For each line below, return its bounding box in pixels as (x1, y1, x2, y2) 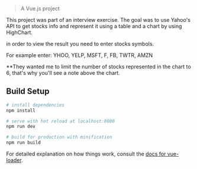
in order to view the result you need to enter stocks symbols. (6, 41, 154, 47)
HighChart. (6, 29, 33, 36)
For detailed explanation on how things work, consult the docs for (6, 150, 166, 158)
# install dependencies (6, 102, 65, 108)
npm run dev (6, 124, 35, 130)
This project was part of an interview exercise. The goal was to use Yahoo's (6, 16, 191, 23)
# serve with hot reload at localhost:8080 (6, 118, 115, 124)
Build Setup (6, 87, 50, 97)
